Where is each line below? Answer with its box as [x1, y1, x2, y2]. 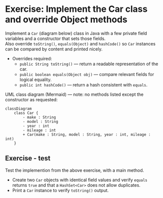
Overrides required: [12, 55, 52, 61]
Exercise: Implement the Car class [5, 3, 148, 15]
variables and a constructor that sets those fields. [5, 36, 106, 41]
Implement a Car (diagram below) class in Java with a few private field [5, 30, 147, 36]
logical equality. [19, 77, 52, 82]
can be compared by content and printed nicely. [5, 46, 102, 52]
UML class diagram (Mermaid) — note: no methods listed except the [5, 91, 144, 97]
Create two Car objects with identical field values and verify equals [12, 177, 148, 183]
